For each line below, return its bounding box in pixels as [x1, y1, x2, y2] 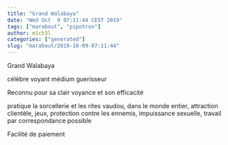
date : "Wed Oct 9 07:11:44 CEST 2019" [7, 17, 123, 24]
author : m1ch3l [7, 29, 51, 37]
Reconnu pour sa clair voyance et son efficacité [7, 88, 144, 96]
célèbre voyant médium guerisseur [7, 75, 107, 83]
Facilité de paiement [7, 130, 65, 138]
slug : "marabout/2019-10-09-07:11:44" [7, 42, 120, 49]
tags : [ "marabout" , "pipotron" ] [7, 23, 101, 30]
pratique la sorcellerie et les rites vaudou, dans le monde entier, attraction [7, 102, 218, 110]
